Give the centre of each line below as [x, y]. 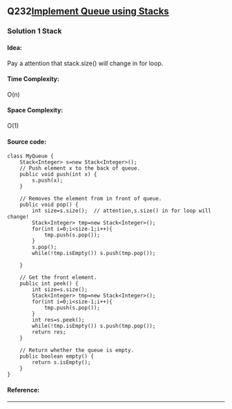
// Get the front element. [58, 278]
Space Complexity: [35, 110]
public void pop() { [49, 205]
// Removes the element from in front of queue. [91, 199]
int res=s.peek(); [58, 320]
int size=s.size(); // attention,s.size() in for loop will [122, 211]
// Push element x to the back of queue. [80, 168]
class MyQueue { [30, 156]
